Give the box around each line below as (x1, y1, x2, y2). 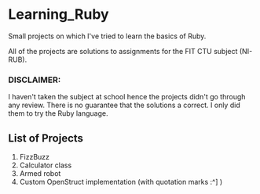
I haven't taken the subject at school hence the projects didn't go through (8, 92, 246, 102)
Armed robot (19, 169, 61, 178)
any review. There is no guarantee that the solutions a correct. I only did (8, 100, 241, 110)
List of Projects (8, 131, 84, 145)
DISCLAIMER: (8, 74, 61, 85)
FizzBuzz (19, 153, 49, 162)
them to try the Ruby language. (8, 109, 108, 118)
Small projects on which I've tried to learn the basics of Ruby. (8, 31, 207, 41)
